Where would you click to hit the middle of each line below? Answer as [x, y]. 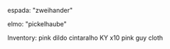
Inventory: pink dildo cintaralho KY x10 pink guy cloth [85, 38]
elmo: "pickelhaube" [37, 24]
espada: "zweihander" [40, 10]
